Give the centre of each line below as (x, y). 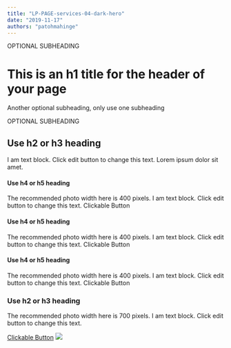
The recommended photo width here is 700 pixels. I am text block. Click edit (115, 316)
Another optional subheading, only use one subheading (86, 108)
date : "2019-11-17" (35, 20)
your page (37, 89)
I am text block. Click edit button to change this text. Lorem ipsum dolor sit (113, 160)
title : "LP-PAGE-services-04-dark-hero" (66, 13)
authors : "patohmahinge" (43, 26)
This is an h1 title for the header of (106, 74)
